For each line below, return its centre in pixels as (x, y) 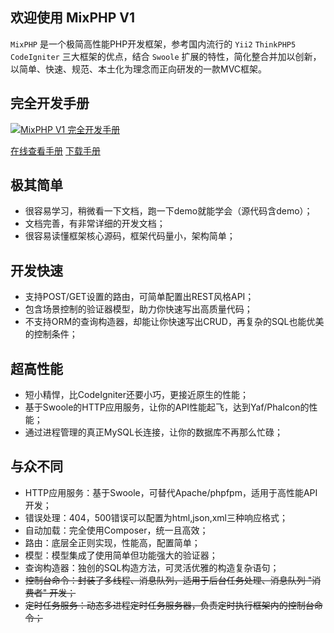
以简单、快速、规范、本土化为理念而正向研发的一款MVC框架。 (139, 69)
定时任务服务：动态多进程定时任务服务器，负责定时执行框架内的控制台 (169, 605)
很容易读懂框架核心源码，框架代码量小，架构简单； (130, 236)
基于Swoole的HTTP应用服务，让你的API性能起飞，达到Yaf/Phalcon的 (167, 407)
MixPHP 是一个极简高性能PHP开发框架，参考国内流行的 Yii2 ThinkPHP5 (153, 44)
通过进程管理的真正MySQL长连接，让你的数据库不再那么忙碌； (153, 432)
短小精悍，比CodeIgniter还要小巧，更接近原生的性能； (137, 395)
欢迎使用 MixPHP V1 (73, 18)
